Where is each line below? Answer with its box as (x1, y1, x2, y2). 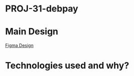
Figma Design (5, 42, 34, 48)
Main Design (5, 26, 58, 37)
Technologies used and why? (5, 60, 129, 71)
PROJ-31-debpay (5, 3, 78, 14)
